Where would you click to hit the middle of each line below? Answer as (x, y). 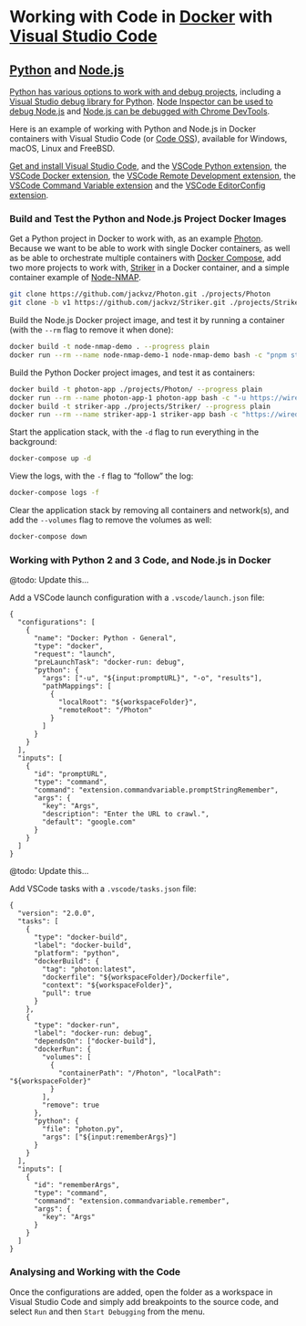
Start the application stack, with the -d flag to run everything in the (134, 432)
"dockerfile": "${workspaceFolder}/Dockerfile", (136, 978)
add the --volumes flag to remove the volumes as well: (111, 520)
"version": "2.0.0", (56, 914)
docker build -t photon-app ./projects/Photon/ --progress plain (136, 389)
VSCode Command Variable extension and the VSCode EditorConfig (138, 185)
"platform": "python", (76, 953)
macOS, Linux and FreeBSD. (62, 148)
